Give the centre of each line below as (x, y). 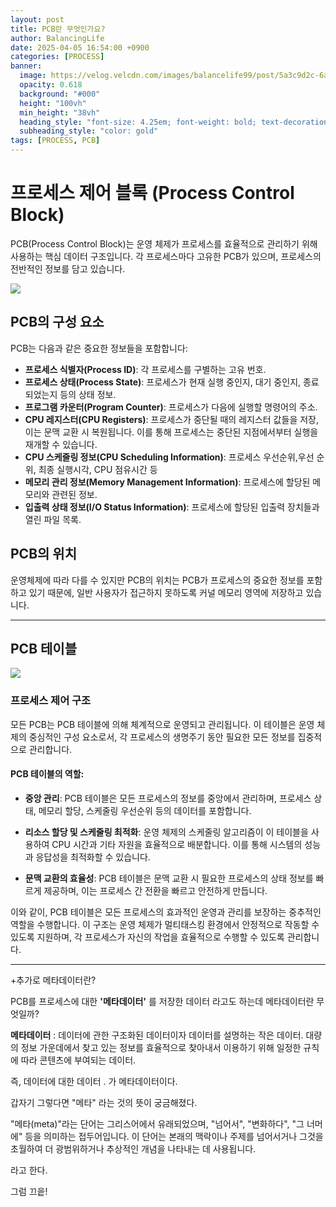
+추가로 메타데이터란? (53, 980)
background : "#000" (60, 94)
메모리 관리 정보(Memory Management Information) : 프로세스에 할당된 (167, 482)
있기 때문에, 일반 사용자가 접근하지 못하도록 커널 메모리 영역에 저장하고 (166, 592)
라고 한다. (29, 1170)
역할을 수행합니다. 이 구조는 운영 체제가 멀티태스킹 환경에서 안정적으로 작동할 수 (165, 924)
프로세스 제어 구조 (51, 701)
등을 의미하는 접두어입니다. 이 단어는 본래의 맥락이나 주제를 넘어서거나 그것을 (174, 1136)
